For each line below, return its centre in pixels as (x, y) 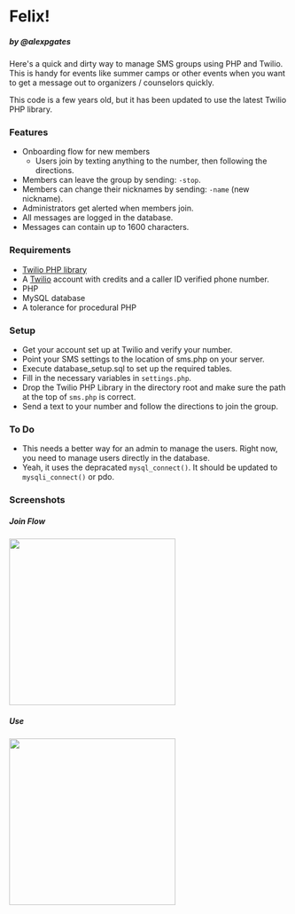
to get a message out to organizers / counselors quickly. (112, 83)
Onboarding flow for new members (86, 152)
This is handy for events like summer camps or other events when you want (147, 74)
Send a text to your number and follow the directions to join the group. (150, 407)
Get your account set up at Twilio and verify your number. (127, 350)
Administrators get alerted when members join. (108, 208)
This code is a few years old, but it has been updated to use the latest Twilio (148, 100)
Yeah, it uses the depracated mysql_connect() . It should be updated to (150, 467)
